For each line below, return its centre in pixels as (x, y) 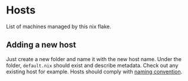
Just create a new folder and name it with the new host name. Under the (94, 59)
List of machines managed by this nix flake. (59, 26)
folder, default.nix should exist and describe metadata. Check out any (92, 65)
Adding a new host (41, 45)
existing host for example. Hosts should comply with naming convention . (94, 72)
